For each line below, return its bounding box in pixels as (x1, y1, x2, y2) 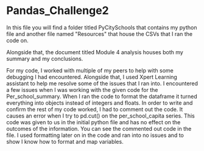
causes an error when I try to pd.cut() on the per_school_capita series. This (6, 112, 195, 119)
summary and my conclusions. (6, 55, 83, 62)
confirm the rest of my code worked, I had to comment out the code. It (6, 105, 183, 113)
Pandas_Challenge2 (6, 4, 109, 18)
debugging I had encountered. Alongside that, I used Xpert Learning (6, 73, 178, 80)
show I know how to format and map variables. (6, 138, 124, 145)
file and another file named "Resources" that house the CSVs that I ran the (6, 30, 193, 37)
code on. (6, 37, 29, 44)
